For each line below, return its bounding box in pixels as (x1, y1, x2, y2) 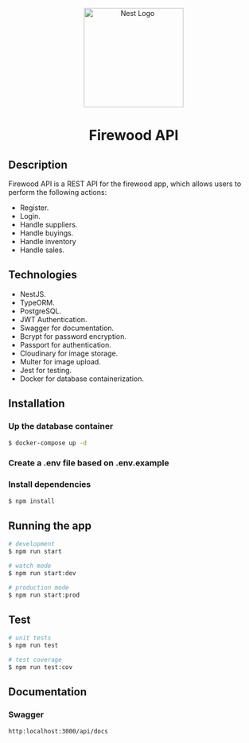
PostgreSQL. (19, 306, 62, 316)
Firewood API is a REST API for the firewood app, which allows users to (8, 179, 242, 189)
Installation (8, 397, 65, 410)
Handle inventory (19, 237, 77, 246)
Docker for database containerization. (19, 374, 145, 383)
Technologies (8, 268, 78, 282)
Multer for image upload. (19, 356, 101, 366)
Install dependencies (8, 479, 91, 490)
